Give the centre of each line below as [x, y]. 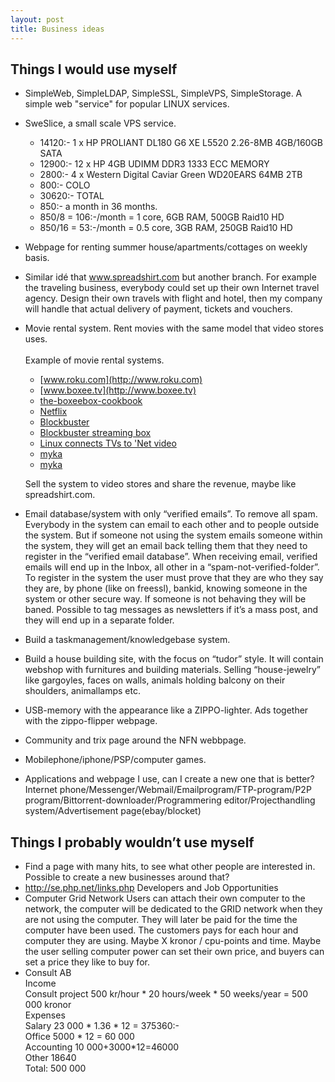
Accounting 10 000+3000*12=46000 [102, 1047]
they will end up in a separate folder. [99, 620]
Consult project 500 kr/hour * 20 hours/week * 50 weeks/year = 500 [166, 994]
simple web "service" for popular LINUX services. [127, 104]
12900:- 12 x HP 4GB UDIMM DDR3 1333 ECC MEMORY [154, 164]
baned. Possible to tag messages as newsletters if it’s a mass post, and [171, 610]
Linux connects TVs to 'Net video [108, 443]
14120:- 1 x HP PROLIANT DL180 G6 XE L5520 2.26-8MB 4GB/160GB [181, 143]
